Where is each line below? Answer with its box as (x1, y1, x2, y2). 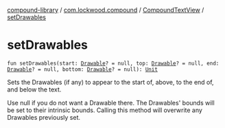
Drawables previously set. (7, 113, 81, 121)
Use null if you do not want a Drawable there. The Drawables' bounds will (7, 98, 215, 107)
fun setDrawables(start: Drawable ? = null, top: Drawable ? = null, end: (7, 60, 220, 67)
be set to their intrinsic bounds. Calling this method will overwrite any (7, 106, 202, 114)
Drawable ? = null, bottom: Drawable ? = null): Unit (7, 65, 158, 73)
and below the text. (7, 85, 62, 94)
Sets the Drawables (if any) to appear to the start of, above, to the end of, (7, 78, 214, 86)
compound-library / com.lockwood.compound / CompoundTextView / (7, 6, 204, 14)
